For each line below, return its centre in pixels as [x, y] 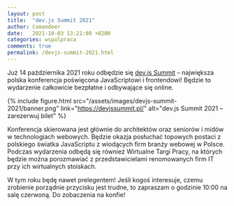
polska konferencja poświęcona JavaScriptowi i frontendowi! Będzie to [109, 80]
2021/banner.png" [33, 108]
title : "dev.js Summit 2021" [51, 20]
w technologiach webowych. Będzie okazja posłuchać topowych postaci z [114, 136]
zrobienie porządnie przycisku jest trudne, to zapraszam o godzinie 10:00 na [117, 187]
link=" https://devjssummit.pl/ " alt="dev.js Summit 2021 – [142, 108]
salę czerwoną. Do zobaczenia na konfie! [66, 194]
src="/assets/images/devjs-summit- [125, 101]
